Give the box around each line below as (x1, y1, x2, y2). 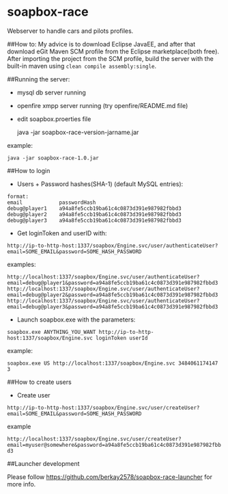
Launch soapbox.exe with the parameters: (16, 315, 136, 324)
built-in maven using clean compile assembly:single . (7, 62, 157, 70)
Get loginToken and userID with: (16, 229, 107, 237)
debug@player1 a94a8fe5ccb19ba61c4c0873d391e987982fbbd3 (7, 205, 182, 212)
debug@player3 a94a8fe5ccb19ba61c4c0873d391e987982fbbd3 (7, 217, 182, 224)
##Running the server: (7, 75, 70, 83)
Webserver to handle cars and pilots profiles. (7, 27, 134, 35)
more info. (7, 480, 36, 488)
